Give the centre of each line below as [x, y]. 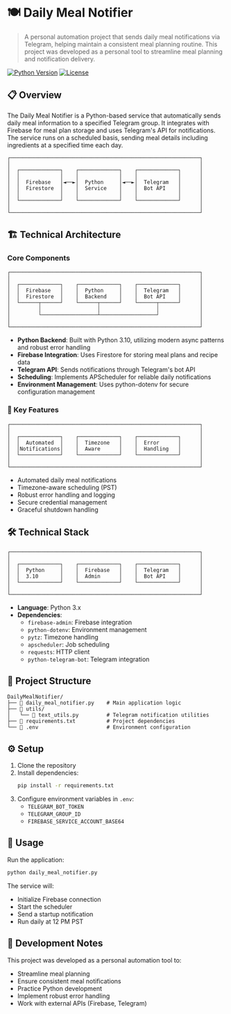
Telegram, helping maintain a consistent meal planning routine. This [121, 44]
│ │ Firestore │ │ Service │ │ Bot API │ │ [105, 188]
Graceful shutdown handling [58, 509]
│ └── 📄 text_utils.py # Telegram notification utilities [108, 715]
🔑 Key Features [33, 410]
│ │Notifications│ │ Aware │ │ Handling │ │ [105, 449]
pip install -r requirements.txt [66, 786]
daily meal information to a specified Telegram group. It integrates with [108, 122]
